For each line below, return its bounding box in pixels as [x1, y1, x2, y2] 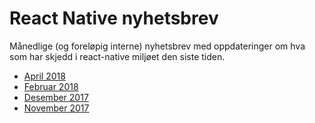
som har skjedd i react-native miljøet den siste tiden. [9, 50, 226, 62]
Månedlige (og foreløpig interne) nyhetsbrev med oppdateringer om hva [9, 40, 306, 52]
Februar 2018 [23, 80, 79, 92]
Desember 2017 [23, 91, 89, 103]
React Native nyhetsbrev [9, 7, 219, 30]
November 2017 [23, 102, 90, 114]
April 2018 [23, 70, 66, 82]
